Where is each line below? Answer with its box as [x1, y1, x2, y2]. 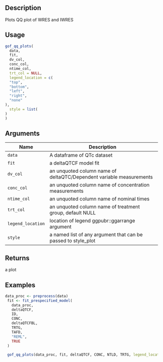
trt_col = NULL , [9, 70, 42, 76]
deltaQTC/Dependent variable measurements [49, 174, 153, 181]
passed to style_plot [49, 237, 96, 244]
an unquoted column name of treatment [49, 203, 140, 210]
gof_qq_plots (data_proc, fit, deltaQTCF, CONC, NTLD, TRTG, [7, 352, 131, 357]
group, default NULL [49, 210, 96, 216]
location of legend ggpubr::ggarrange [49, 217, 135, 224]
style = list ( [9, 107, 38, 112]
